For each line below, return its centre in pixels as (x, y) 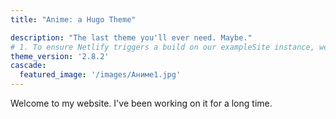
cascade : (28, 66)
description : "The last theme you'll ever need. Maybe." (131, 37)
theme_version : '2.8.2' (60, 56)
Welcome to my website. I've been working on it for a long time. (141, 103)
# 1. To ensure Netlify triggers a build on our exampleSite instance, (162, 47)
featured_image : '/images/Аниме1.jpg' (100, 75)
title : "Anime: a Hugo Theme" (73, 19)
